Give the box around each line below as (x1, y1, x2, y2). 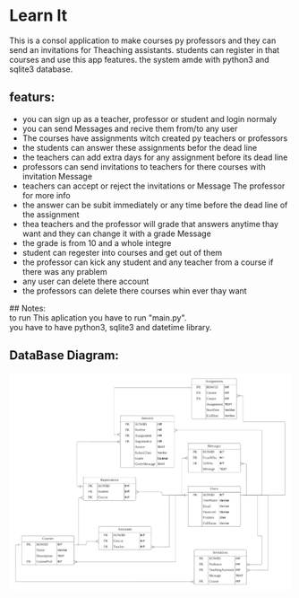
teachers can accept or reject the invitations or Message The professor (21, 180, 286, 191)
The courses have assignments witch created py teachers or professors (21, 132, 288, 144)
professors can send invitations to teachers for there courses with (21, 161, 266, 171)
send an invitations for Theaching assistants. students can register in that (9, 44, 280, 55)
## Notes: (9, 303, 47, 313)
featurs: (9, 90, 56, 105)
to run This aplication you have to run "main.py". (9, 312, 187, 323)
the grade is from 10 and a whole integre (21, 237, 172, 248)
